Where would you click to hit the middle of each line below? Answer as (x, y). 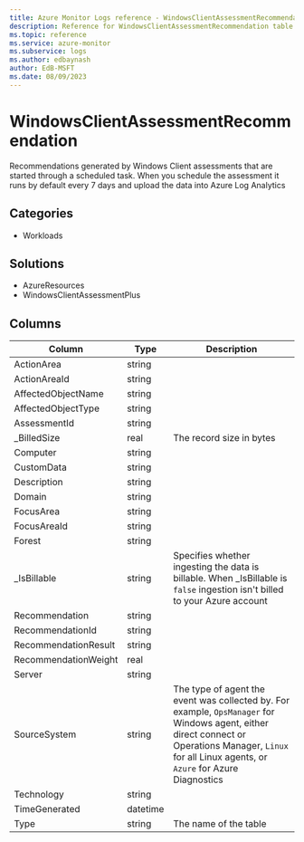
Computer (35, 453)
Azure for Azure (206, 769)
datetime (145, 809)
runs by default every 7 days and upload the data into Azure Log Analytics (147, 185)
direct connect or (210, 734)
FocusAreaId (41, 526)
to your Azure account (221, 601)
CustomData (41, 467)
